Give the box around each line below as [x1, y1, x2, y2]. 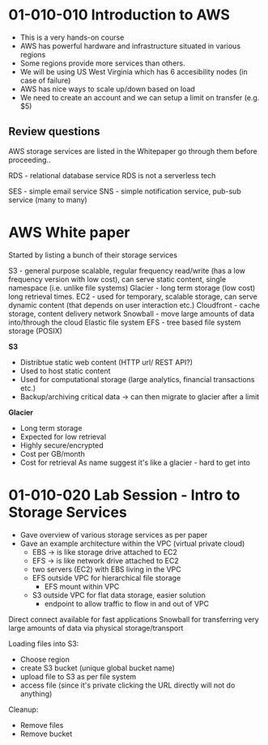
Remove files [19, 720, 64, 730]
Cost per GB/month [19, 449, 85, 458]
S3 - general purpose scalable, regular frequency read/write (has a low [8, 266, 245, 275]
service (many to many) [8, 194, 87, 204]
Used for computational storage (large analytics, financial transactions [19, 374, 255, 384]
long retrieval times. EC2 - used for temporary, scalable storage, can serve [8, 292, 257, 301]
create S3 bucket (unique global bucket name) [19, 662, 176, 673]
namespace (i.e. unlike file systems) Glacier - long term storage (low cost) [8, 283, 256, 292]
